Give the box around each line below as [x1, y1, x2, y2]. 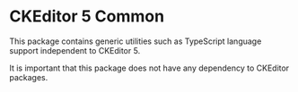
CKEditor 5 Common [9, 6, 164, 27]
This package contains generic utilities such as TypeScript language [9, 36, 262, 46]
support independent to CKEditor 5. [9, 45, 141, 55]
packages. [9, 71, 48, 82]
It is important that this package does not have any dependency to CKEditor [9, 63, 290, 73]
